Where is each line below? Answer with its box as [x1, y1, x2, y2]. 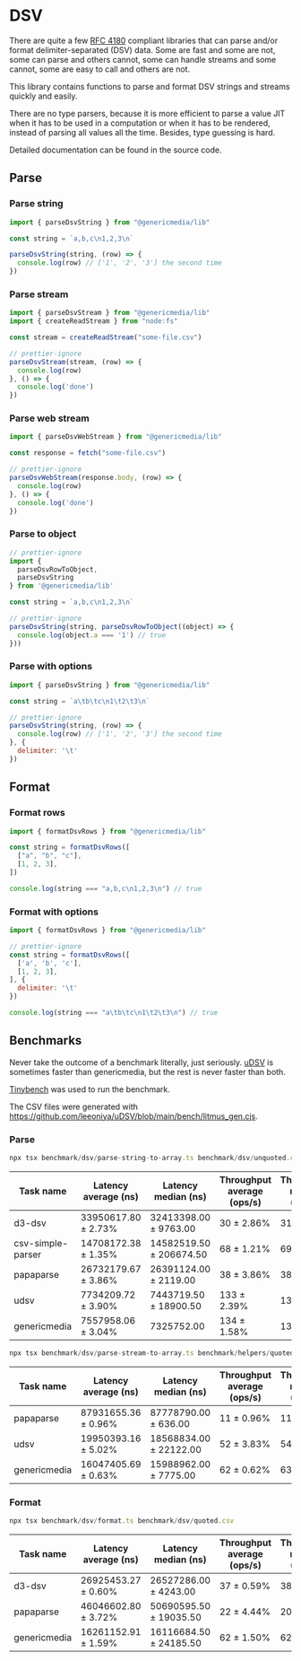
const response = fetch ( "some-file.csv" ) [9, 449, 167, 458]
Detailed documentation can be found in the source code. [9, 144, 222, 155]
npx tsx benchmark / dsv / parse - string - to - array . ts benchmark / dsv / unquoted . [9, 1154, 291, 1163]
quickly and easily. [9, 91, 78, 101]
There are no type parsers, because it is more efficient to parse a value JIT [9, 108, 286, 118]
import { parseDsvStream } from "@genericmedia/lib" [9, 309, 211, 318]
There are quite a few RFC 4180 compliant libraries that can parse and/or [9, 35, 279, 46]
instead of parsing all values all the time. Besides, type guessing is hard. [9, 127, 276, 137]
